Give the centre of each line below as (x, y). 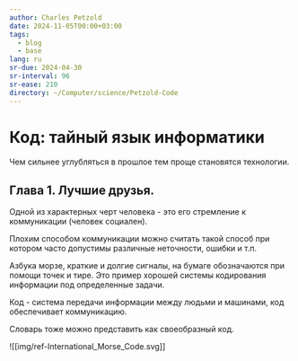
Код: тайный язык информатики (137, 137)
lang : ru (26, 59)
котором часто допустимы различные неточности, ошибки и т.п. (133, 249)
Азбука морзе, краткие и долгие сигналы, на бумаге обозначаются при (147, 266)
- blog (30, 43)
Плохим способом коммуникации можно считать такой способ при (140, 239)
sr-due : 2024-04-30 (46, 68)
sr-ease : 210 (34, 84)
